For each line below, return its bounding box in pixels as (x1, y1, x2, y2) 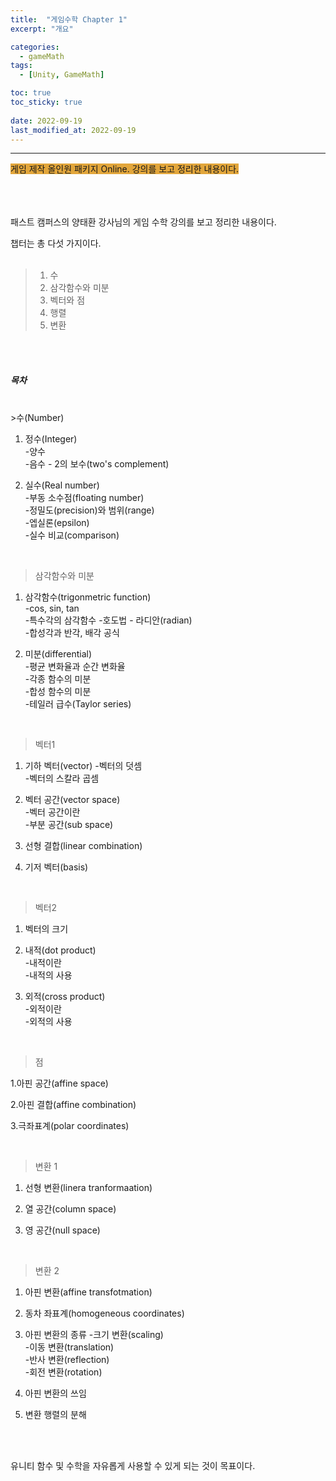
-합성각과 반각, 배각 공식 (24, 627, 120, 639)
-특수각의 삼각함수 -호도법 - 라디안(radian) (24, 614, 193, 626)
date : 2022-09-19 (10, 116, 83, 126)
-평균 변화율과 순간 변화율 (24, 661, 126, 673)
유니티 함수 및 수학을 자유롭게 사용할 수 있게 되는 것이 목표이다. (10, 1460, 256, 1472)
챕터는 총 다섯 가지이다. (10, 237, 102, 250)
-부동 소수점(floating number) (24, 492, 145, 504)
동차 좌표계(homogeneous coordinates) (24, 1307, 185, 1320)
